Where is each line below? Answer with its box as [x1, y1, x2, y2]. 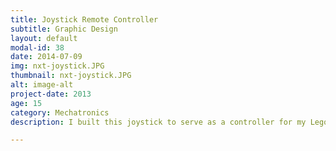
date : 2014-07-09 [10, 52, 83, 62]
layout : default [10, 33, 78, 43]
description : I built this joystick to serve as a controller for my [10, 117, 307, 127]
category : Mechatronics [10, 107, 110, 118]
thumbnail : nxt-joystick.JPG [10, 71, 132, 81]
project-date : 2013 [10, 89, 92, 99]
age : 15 [10, 98, 43, 108]
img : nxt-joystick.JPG [10, 61, 105, 71]
